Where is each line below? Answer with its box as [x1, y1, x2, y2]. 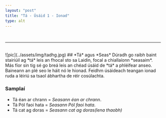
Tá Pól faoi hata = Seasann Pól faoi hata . [12, 102, 96, 108]
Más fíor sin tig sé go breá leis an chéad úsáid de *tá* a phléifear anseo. [5, 62, 152, 69]
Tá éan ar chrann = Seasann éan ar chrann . [12, 96, 102, 102]
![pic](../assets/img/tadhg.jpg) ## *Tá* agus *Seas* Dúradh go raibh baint [5, 52, 157, 58]
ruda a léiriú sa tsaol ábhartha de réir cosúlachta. [5, 73, 105, 79]
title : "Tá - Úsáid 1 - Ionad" [5, 13, 70, 18]
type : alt [5, 18, 26, 23]
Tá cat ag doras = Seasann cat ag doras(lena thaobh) [12, 107, 123, 113]
